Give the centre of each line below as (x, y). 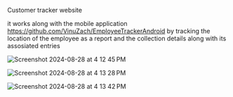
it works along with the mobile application (67, 23)
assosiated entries (34, 46)
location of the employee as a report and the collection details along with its (117, 38)
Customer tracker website (45, 10)
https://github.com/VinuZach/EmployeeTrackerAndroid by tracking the (109, 31)
